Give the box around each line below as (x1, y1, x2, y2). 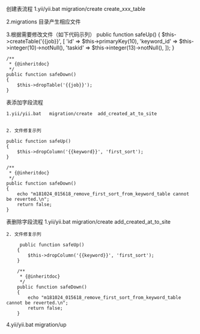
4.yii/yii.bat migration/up (6, 321, 67, 328)
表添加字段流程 (6, 99, 43, 106)
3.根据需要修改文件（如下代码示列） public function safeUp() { (6, 31, 161, 38)
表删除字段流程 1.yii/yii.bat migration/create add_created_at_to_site (6, 218, 171, 225)
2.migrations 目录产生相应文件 (6, 18, 81, 25)
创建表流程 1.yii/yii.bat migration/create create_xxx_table (6, 5, 146, 12)
